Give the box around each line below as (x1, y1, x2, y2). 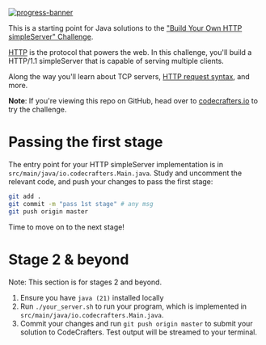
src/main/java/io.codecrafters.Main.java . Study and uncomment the (8, 168, 243, 178)
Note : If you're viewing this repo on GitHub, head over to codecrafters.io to (8, 96, 259, 105)
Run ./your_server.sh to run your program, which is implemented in (19, 301, 247, 311)
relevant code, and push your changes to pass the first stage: (8, 176, 213, 186)
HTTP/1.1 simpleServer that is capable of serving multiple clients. (8, 57, 224, 65)
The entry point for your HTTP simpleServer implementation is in (8, 159, 224, 169)
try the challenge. (8, 105, 67, 114)
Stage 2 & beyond (8, 250, 129, 268)
